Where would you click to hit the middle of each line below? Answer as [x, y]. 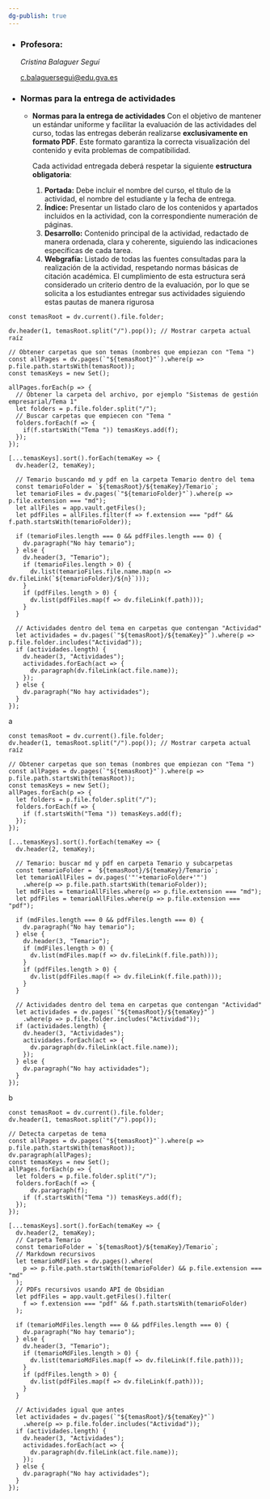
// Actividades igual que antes [70, 1410]
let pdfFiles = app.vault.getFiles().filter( [94, 1297]
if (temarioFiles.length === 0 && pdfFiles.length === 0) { [119, 536]
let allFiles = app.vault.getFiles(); [81, 508]
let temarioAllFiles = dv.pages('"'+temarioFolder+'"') [112, 878]
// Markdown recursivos [55, 1255]
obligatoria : [52, 175]
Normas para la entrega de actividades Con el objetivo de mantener [147, 116]
